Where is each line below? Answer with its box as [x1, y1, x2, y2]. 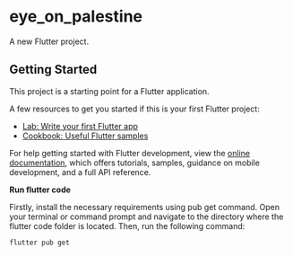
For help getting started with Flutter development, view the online [9, 147, 251, 158]
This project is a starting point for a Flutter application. [9, 85, 210, 96]
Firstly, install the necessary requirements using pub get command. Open [9, 201, 280, 212]
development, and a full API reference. [9, 166, 151, 177]
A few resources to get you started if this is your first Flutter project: [9, 103, 260, 114]
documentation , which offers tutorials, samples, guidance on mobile [9, 157, 260, 168]
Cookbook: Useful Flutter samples [22, 130, 149, 141]
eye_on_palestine [9, 6, 143, 27]
